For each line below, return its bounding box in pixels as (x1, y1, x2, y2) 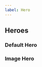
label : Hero (5, 7, 30, 13)
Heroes (5, 26, 29, 35)
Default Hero (5, 41, 37, 48)
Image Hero (5, 55, 34, 62)
